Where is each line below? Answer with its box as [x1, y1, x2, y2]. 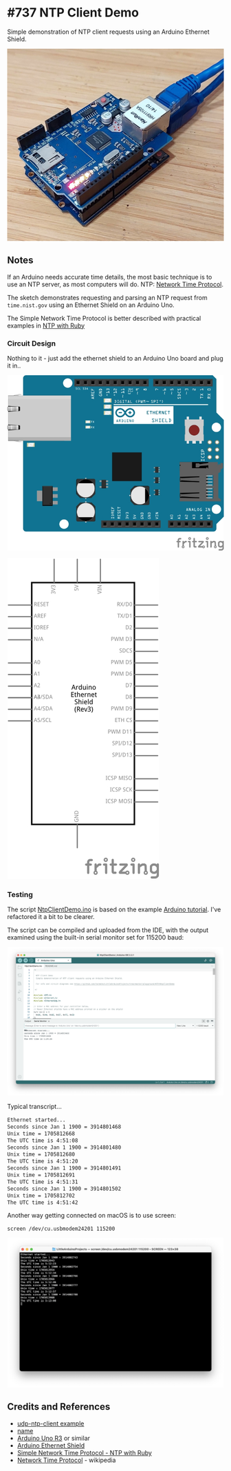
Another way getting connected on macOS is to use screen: [7, 1211, 177, 1220]
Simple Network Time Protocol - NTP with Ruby [16, 1448, 153, 1457]
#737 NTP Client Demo [7, 5, 140, 21]
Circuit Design [7, 339, 56, 348]
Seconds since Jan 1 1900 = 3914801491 [7, 1165, 122, 1172]
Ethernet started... [7, 1117, 67, 1123]
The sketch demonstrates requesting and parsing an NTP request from [7, 293, 208, 301]
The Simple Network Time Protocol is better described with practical [7, 314, 201, 322]
